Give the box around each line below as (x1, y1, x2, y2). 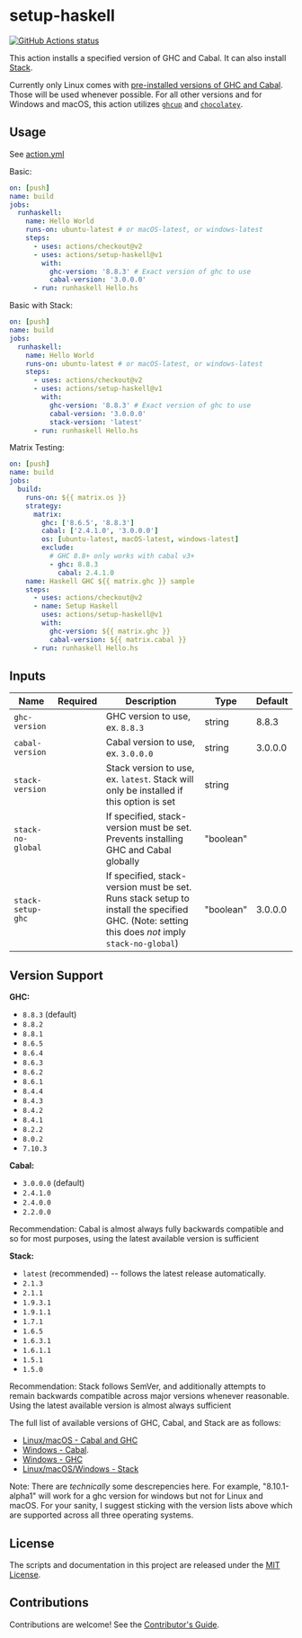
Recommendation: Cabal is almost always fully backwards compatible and (9, 1224, 285, 1234)
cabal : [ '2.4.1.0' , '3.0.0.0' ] (41, 527, 159, 536)
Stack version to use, (106, 761, 195, 774)
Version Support (9, 967, 103, 983)
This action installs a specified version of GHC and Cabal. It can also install (9, 52, 287, 63)
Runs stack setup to (106, 892, 191, 904)
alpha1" (9, 1491, 37, 1501)
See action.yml (9, 148, 65, 159)
